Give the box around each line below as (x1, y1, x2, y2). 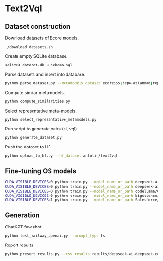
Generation (5, 211, 40, 219)
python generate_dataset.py (5, 135, 62, 140)
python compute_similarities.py (5, 99, 70, 104)
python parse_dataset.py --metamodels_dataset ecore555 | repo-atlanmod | (5, 81, 153, 85)
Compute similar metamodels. (5, 89, 65, 95)
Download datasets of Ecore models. (5, 35, 79, 41)
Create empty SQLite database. (5, 53, 68, 59)
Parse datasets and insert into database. (5, 71, 86, 77)
